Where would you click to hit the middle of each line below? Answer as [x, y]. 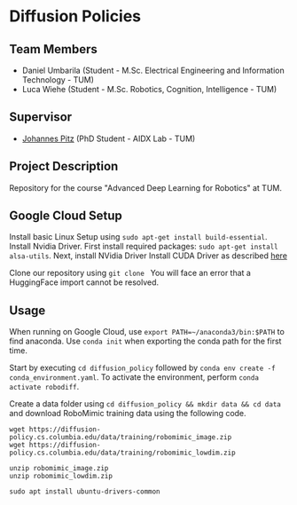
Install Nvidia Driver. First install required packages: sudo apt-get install [144, 247]
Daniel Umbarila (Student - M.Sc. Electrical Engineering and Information [153, 70]
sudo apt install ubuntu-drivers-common [85, 492]
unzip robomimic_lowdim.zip [61, 477]
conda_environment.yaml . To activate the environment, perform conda [134, 377]
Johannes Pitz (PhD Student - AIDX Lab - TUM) [109, 138]
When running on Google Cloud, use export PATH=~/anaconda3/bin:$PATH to [147, 332]
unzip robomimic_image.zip [59, 469]
